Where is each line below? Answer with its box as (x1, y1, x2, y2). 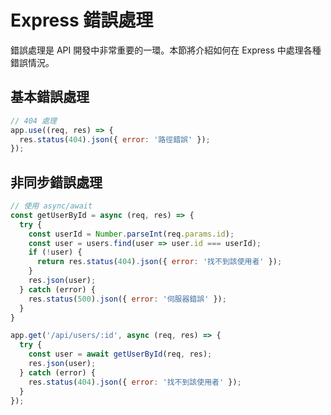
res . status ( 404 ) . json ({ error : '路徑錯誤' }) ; (19, 134, 211, 145)
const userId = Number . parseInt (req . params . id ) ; (28, 229, 235, 239)
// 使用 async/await (10, 201, 93, 211)
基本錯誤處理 (10, 89, 90, 106)
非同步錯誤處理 (10, 174, 103, 191)
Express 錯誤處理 (10, 9, 154, 32)
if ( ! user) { (28, 247, 83, 258)
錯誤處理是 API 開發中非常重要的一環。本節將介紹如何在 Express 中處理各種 (10, 44, 322, 56)
